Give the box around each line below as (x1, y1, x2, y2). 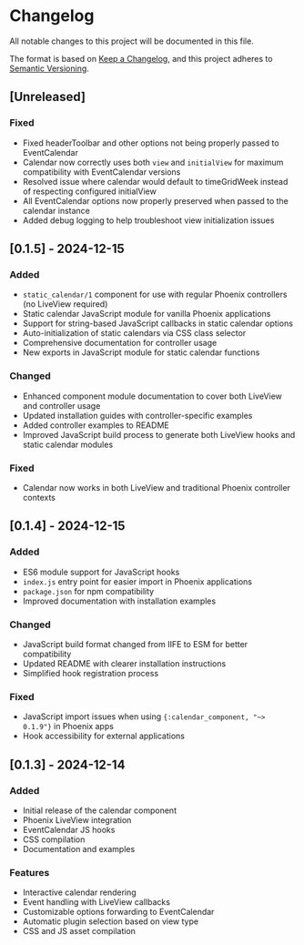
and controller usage (22, 400, 101, 411)
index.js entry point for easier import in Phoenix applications (22, 575, 253, 587)
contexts (22, 492, 56, 503)
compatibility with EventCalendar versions (22, 166, 181, 178)
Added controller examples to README (22, 420, 170, 431)
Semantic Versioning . (9, 63, 89, 74)
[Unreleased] (9, 89, 86, 105)
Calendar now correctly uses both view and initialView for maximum (22, 157, 284, 168)
